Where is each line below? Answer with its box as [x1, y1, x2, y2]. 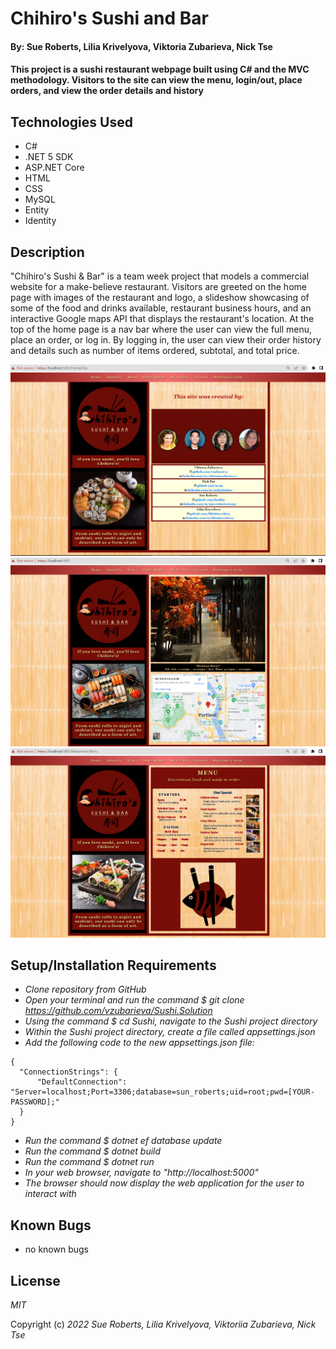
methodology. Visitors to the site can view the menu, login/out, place [10, 74, 303, 86]
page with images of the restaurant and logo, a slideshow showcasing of [10, 292, 310, 303]
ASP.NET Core [24, 162, 85, 174]
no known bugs [24, 1243, 89, 1256]
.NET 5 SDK [24, 151, 74, 163]
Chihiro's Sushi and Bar [10, 7, 209, 30]
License [10, 1272, 61, 1289]
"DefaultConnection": [36, 1077, 128, 1087]
